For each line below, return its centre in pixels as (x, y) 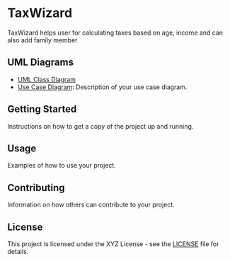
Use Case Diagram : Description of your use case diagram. (102, 87)
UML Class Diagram (47, 79)
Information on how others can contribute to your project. (91, 205)
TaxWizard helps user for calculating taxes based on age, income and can (115, 33)
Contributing (36, 188)
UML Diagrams (41, 63)
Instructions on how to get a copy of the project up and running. (100, 126)
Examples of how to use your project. (62, 166)
